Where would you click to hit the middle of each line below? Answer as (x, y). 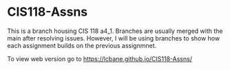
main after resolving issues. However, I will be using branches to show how (114, 38)
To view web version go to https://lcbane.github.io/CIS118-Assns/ (100, 58)
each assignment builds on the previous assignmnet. (82, 45)
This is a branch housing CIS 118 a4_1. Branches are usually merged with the (115, 31)
